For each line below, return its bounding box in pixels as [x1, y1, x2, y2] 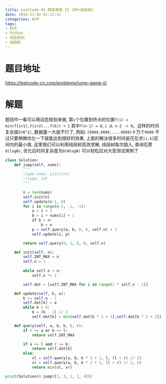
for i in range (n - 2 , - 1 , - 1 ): [23, 203, 86, 209]
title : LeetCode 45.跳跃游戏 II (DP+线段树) [5, 7, 94, 12]
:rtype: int [23, 176, 48, 181]
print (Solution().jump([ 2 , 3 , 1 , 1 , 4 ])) [5, 373, 93, 379]
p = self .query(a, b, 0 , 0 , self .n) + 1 [31, 227, 117, 232]
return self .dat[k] [31, 346, 72, 351]
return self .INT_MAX [31, 332, 75, 337]
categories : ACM [5, 16, 39, 21]
